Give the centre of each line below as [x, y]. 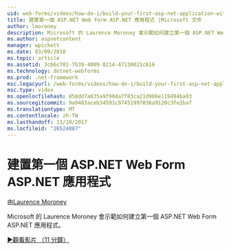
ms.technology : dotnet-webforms [53, 71]
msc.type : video [30, 90]
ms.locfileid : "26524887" [44, 128]
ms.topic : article [33, 58]
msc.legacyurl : [29, 84]
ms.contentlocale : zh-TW [43, 115]
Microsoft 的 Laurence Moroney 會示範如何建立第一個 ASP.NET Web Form [112, 216]
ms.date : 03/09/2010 [37, 52]
